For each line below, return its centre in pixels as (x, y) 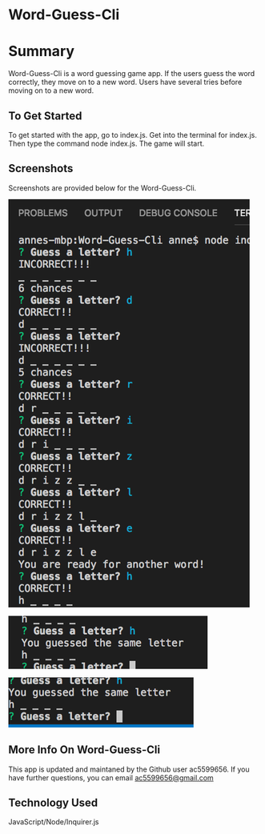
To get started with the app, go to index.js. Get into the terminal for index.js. (133, 134)
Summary (41, 52)
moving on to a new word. (51, 90)
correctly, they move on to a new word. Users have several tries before (125, 82)
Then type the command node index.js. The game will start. (106, 143)
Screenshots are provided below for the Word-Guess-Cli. (102, 188)
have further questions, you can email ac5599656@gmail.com (111, 777)
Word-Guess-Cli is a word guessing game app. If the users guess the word (132, 74)
